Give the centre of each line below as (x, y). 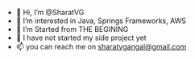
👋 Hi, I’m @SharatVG (50, 12)
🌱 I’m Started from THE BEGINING (72, 29)
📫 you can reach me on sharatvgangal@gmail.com (101, 47)
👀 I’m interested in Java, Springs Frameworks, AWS (101, 21)
